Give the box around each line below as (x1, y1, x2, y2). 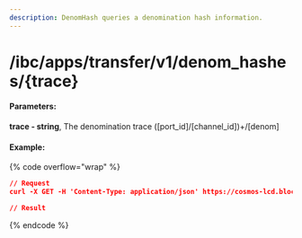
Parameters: (9, 101, 57, 112)
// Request (9, 179, 50, 189)
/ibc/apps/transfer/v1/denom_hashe (9, 51, 287, 72)
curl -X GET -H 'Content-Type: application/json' (9, 188, 200, 197)
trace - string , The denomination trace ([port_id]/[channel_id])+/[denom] (9, 121, 280, 132)
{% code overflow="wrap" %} (9, 162, 121, 172)
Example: (9, 141, 46, 153)
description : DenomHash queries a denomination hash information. (9, 13, 263, 22)
